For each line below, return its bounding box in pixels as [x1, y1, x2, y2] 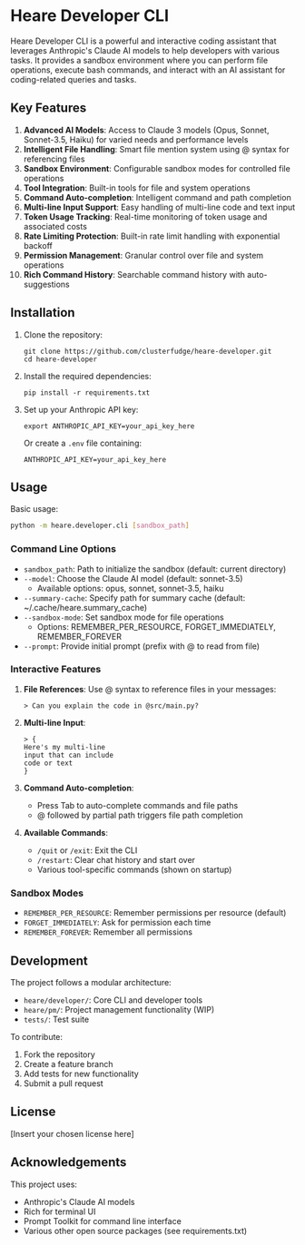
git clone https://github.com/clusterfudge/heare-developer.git [23, 347, 272, 356]
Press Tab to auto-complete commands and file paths [36, 799, 239, 810]
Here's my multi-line [23, 742, 105, 751]
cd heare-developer [23, 355, 98, 364]
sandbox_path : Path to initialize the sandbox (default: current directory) [23, 564, 287, 574]
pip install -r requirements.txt [23, 387, 151, 397]
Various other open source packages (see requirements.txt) [23, 1225, 248, 1236]
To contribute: [10, 1031, 63, 1042]
